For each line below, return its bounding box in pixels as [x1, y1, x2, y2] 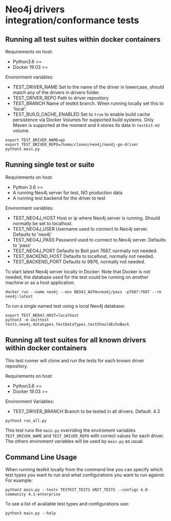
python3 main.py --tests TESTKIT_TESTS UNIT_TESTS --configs [5, 487, 139, 493]
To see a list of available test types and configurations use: [5, 501, 130, 507]
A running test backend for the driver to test [12, 195, 106, 201]
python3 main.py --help [5, 511, 56, 516]
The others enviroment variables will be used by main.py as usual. [5, 438, 144, 444]
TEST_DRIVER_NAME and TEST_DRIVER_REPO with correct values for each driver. [5, 433, 164, 439]
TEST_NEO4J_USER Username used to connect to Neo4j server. [12, 226, 148, 232]
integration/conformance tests [5, 14, 139, 26]
